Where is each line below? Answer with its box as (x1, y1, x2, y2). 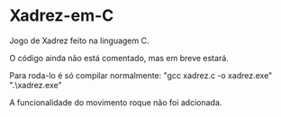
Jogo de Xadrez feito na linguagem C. (9, 35, 150, 46)
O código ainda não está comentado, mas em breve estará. (9, 52, 230, 63)
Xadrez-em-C (9, 5, 114, 26)
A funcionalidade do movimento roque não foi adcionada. (9, 96, 222, 108)
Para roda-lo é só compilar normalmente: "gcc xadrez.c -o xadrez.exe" (9, 69, 273, 81)
